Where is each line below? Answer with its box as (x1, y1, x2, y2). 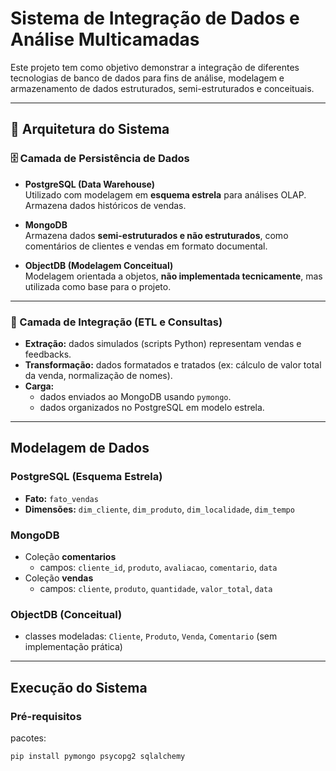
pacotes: (10, 732, 47, 744)
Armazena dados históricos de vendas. (24, 199, 187, 211)
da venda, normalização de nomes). (24, 369, 173, 381)
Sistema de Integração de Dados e (10, 7, 300, 30)
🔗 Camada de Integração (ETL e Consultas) (10, 315, 223, 329)
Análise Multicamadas (10, 28, 200, 51)
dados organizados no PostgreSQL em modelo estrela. (39, 401, 265, 413)
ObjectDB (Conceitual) (10, 607, 123, 621)
